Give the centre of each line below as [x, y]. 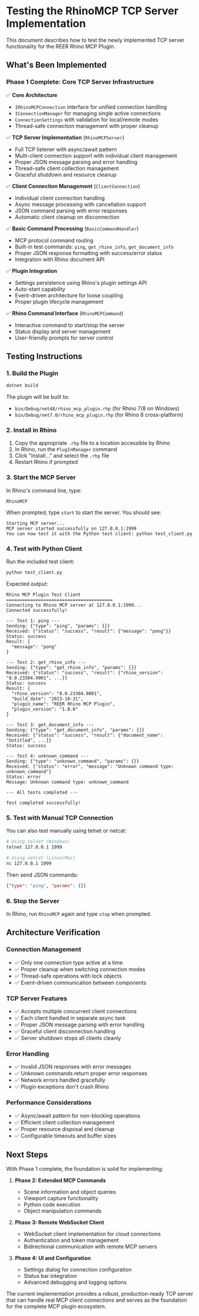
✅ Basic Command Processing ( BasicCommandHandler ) [72, 228]
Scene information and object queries [70, 1192]
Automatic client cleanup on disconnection [67, 217]
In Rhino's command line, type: [44, 490]
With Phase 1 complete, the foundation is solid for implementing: [85, 1169]
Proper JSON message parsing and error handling [76, 162]
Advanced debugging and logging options [75, 1282]
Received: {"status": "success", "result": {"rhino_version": [85, 673]
